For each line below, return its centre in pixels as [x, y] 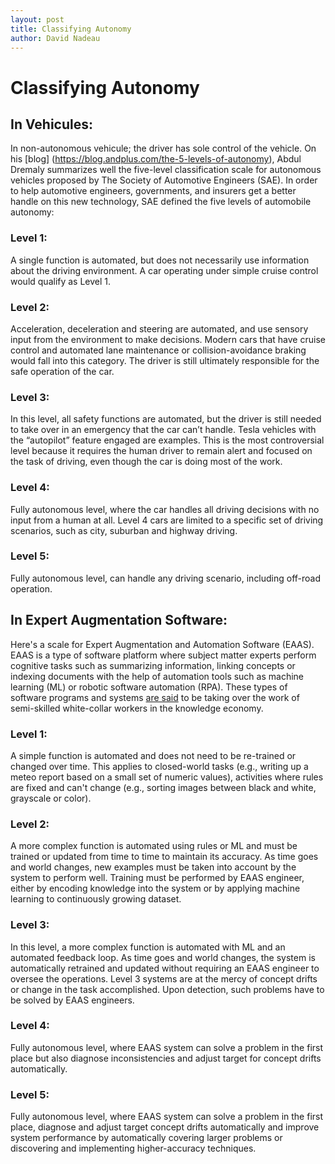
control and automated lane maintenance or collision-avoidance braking [158, 350]
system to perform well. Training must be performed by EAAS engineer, [157, 878]
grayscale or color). [51, 798]
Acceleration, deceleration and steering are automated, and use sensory [159, 328]
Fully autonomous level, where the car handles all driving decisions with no [165, 509]
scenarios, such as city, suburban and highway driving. [124, 530]
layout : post [37, 19]
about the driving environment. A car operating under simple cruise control [164, 270]
